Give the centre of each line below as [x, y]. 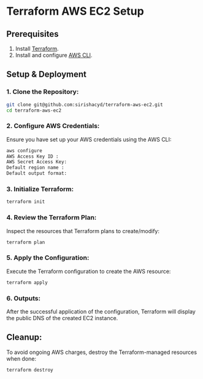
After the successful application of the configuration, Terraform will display [101, 312]
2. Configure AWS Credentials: [53, 126]
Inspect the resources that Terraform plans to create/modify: [83, 231]
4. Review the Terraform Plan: [52, 218]
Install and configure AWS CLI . [54, 55]
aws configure [25, 151]
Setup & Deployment [47, 75]
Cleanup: [24, 338]
